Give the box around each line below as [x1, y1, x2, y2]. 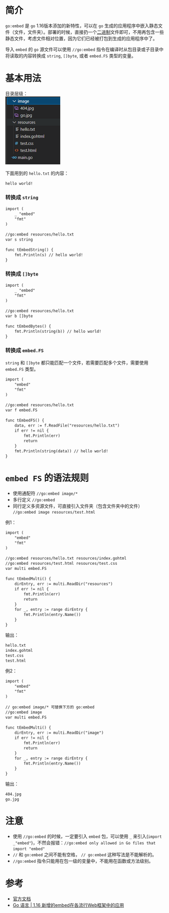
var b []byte [5, 313, 33, 319]
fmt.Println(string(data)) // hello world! [14, 449, 109, 454]
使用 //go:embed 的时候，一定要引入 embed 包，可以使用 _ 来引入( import [12, 833, 162, 839]
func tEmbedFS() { [5, 418, 44, 423]
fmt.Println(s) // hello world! [14, 252, 83, 258]
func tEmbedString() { [5, 247, 54, 252]
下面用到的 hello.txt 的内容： [5, 170, 69, 176]
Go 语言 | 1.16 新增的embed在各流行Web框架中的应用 [12, 902, 124, 908]
